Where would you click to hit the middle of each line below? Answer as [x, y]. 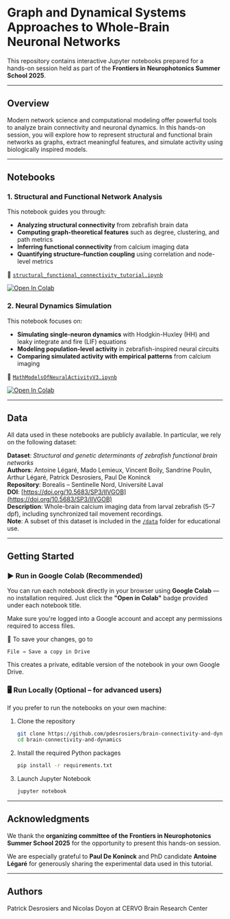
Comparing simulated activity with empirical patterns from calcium [114, 356]
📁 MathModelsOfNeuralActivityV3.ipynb [62, 376]
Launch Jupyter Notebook [54, 779]
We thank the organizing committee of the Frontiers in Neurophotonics [109, 835]
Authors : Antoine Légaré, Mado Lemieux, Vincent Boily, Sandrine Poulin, [110, 470]
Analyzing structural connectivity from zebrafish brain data [102, 225]
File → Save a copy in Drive [49, 652]
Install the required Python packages [69, 753]
